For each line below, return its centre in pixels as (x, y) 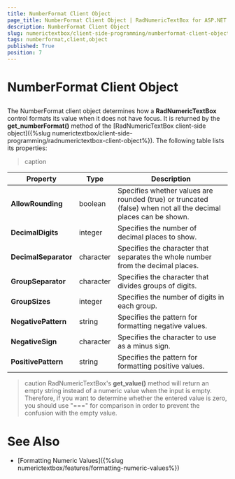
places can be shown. (154, 217)
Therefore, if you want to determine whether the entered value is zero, (126, 398)
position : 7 (24, 53)
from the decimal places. (158, 266)
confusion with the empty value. (71, 413)
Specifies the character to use (167, 337)
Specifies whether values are (165, 191)
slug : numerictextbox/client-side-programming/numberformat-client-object (119, 33)
